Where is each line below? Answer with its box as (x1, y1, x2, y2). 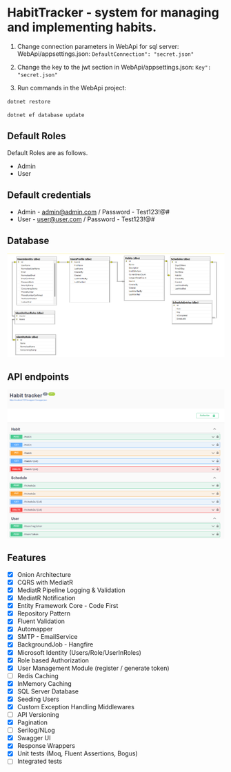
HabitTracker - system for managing (7, 5, 219, 21)
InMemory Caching (17, 679, 72, 687)
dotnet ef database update (7, 112, 85, 119)
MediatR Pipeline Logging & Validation (17, 586, 125, 594)
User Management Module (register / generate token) (17, 664, 170, 672)
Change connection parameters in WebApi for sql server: (17, 42, 179, 50)
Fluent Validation (17, 617, 66, 625)
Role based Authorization (17, 656, 90, 664)
